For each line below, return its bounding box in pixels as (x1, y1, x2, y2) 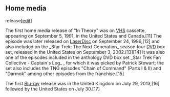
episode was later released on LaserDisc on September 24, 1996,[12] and (5, 38, 160, 44)
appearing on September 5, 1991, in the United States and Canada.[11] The (5, 33, 162, 39)
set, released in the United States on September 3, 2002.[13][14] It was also (5, 49, 165, 55)
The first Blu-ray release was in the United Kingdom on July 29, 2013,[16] (5, 80, 160, 86)
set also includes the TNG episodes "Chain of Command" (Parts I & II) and (5, 65, 161, 71)
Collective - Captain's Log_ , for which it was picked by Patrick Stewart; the (5, 59, 164, 66)
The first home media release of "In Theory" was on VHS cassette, (5, 27, 146, 34)
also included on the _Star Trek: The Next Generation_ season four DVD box (5, 43, 165, 50)
